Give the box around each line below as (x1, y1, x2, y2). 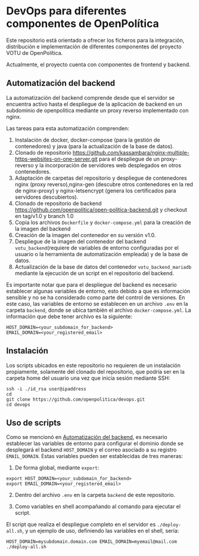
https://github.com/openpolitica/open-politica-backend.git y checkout (14, 206, 188, 213)
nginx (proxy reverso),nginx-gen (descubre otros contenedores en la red (14, 180, 194, 188)
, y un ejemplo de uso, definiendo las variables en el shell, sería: (21, 527, 179, 535)
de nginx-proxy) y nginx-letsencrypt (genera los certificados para (14, 187, 176, 194)
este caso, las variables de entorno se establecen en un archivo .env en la (6, 300, 188, 307)
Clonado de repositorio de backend (14, 199, 102, 207)
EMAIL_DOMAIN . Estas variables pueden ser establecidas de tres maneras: (6, 453, 184, 460)
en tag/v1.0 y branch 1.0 (14, 212, 74, 219)
